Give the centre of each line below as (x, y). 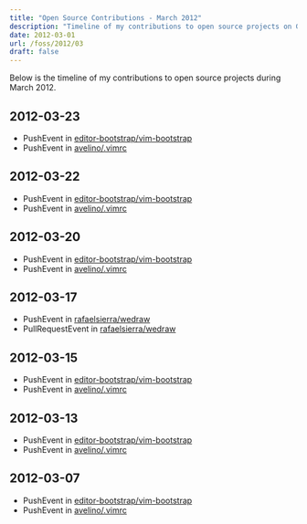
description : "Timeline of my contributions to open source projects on (151, 26)
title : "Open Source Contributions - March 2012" (106, 18)
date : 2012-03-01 (42, 35)
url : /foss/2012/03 (47, 43)
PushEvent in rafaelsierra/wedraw (86, 320)
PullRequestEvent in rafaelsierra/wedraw (99, 329)
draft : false (34, 52)
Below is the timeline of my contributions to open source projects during (145, 78)
